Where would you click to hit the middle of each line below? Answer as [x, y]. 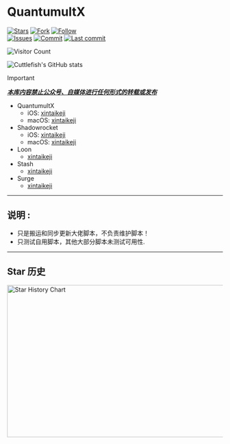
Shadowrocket [37, 127]
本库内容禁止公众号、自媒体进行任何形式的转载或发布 [82, 92]
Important [21, 78]
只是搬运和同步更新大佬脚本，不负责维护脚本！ [83, 233]
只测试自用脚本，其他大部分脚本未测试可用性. [81, 241]
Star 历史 [26, 272]
